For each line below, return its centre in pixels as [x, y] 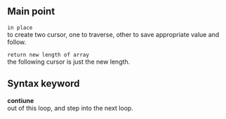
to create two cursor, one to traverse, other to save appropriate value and [113, 34]
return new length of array [48, 55]
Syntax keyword [44, 84]
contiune [21, 100]
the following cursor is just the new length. [69, 62]
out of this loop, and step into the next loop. [70, 108]
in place [20, 27]
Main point [31, 12]
